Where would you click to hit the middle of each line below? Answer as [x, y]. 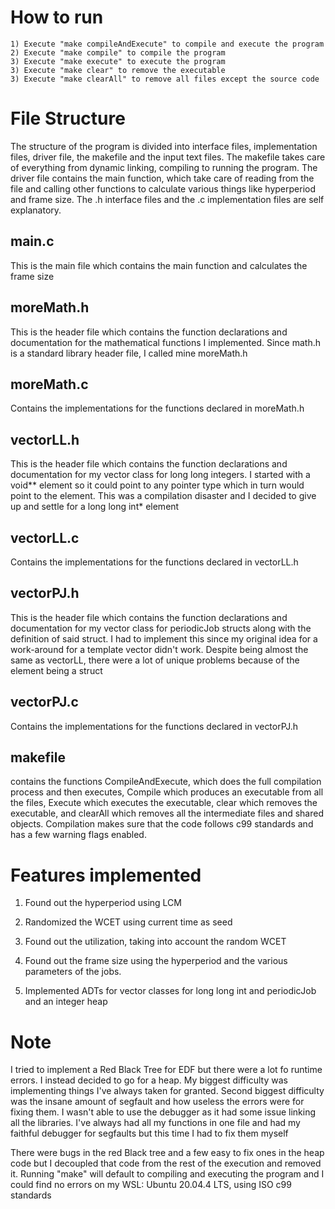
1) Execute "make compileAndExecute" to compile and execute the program [167, 44]
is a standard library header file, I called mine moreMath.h [129, 353]
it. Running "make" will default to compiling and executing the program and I [167, 1174]
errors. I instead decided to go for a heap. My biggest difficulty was [149, 1080]
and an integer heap [66, 1002]
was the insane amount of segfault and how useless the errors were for [157, 1102]
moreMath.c [49, 384]
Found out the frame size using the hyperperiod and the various [156, 961]
